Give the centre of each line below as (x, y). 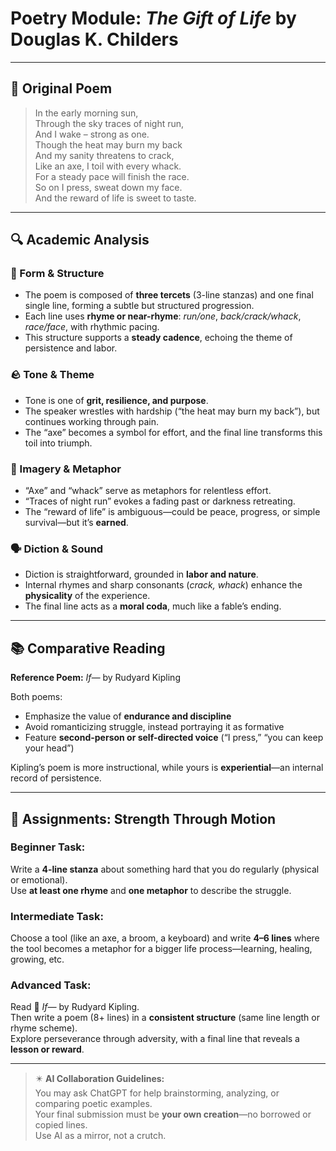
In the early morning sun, (86, 113)
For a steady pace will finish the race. (112, 176)
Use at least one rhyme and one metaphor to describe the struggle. (151, 890)
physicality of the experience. (87, 596)
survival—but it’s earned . (76, 523)
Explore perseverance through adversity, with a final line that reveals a (155, 1039)
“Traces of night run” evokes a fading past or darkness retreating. (160, 501)
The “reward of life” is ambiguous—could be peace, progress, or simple (172, 512)
